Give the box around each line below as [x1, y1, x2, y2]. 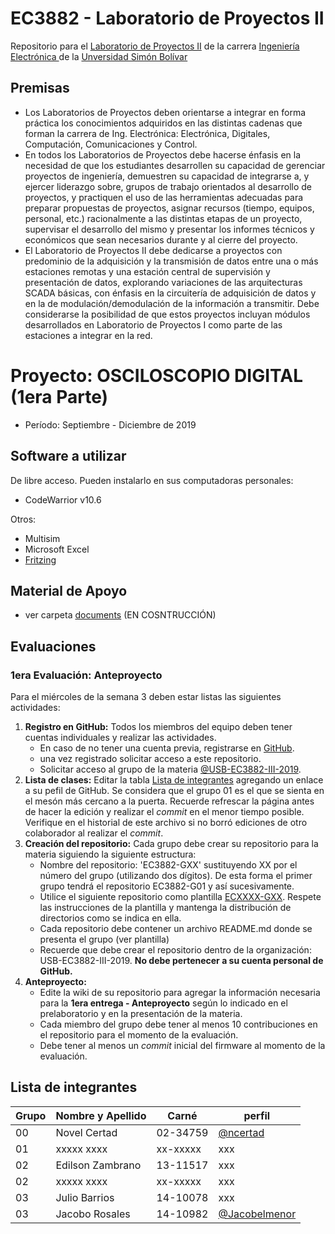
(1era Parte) [10, 385, 109, 408]
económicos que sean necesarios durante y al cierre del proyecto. [24, 233, 298, 246]
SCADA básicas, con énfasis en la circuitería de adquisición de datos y [24, 287, 317, 299]
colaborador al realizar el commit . [24, 827, 164, 839]
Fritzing [24, 553, 57, 566]
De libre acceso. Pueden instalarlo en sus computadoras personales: [10, 474, 294, 486]
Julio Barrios [55, 1190, 115, 1204]
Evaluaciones [10, 638, 97, 655]
